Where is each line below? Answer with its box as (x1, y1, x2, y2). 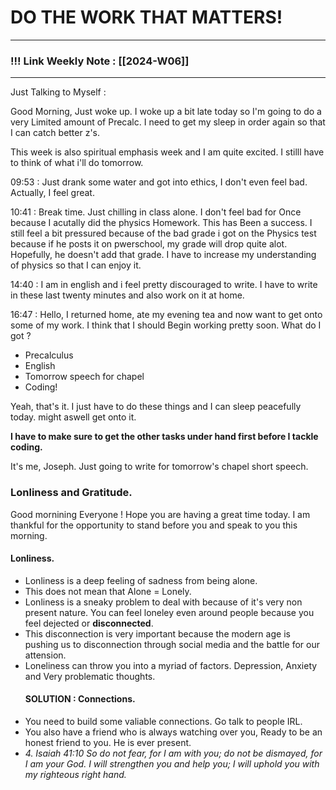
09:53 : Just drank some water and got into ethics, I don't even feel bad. (10, 176, 308, 188)
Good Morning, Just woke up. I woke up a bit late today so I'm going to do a (10, 106, 322, 118)
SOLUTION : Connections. (24, 693, 136, 705)
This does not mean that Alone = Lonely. (24, 585, 192, 597)
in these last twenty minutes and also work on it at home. (10, 289, 245, 301)
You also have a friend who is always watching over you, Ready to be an (24, 726, 323, 738)
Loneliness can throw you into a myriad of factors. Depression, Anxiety (24, 659, 318, 671)
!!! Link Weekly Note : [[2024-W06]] (10, 54, 190, 68)
